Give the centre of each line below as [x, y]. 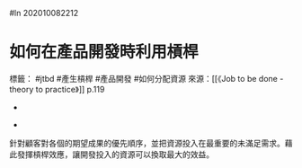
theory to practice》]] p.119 [57, 89]
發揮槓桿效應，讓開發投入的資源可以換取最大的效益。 [115, 154]
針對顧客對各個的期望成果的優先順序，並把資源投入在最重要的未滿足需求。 [147, 143]
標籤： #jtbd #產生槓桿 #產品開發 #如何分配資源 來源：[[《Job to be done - [147, 78]
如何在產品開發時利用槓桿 [104, 52]
